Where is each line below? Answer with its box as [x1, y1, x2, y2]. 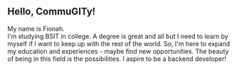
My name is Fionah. [7, 24, 65, 33]
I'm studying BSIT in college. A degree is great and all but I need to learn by [7, 32, 229, 40]
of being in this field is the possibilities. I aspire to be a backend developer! [7, 54, 226, 63]
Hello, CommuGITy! [7, 6, 96, 18]
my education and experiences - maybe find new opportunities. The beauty [7, 47, 229, 55]
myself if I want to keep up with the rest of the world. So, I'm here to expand [7, 39, 231, 48]
